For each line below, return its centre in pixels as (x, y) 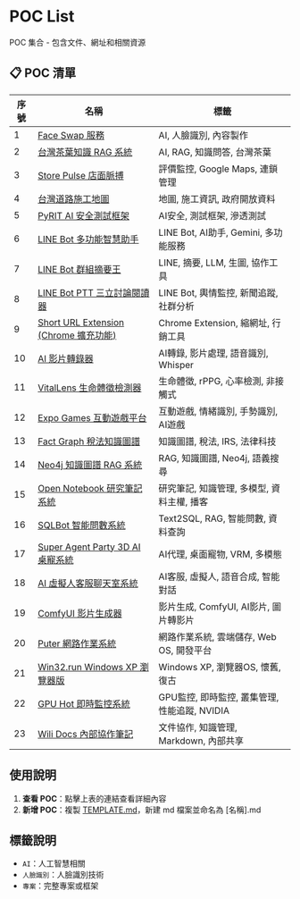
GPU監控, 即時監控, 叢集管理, (219, 697)
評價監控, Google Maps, (208, 169)
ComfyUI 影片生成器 (79, 613)
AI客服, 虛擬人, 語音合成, (209, 576)
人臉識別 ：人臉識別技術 (63, 875)
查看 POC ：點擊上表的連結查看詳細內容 (94, 798)
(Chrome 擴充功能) (77, 335)
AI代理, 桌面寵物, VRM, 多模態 (221, 554)
